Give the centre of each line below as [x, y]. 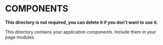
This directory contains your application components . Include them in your [81, 32]
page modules [20, 37]
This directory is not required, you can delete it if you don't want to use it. [82, 22]
